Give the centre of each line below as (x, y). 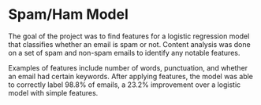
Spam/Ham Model (68, 14)
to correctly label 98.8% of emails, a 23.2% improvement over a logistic (125, 85)
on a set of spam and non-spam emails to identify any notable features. (124, 52)
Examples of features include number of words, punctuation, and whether (128, 67)
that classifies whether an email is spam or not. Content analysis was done (129, 44)
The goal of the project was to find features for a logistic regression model (129, 36)
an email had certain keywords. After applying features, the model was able (131, 76)
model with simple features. (53, 92)
